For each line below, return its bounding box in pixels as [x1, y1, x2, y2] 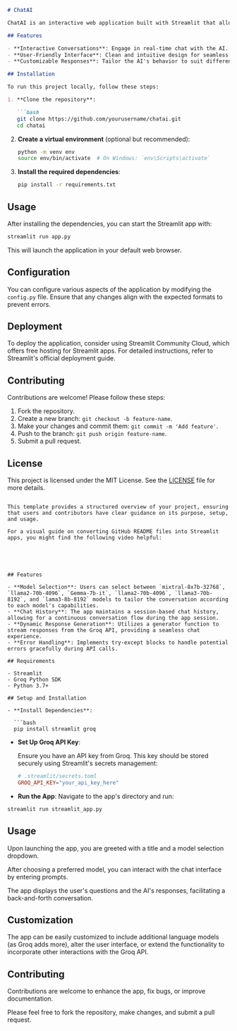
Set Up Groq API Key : [17, 738, 81, 747]
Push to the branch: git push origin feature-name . [17, 429, 167, 438]
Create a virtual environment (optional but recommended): [17, 135, 190, 143]
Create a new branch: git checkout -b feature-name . [17, 415, 173, 423]
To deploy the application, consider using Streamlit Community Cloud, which [7, 339, 230, 348]
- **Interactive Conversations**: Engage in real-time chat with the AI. [7, 44, 229, 52]
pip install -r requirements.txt [17, 181, 116, 188]
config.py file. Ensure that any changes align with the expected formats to [7, 293, 224, 301]
